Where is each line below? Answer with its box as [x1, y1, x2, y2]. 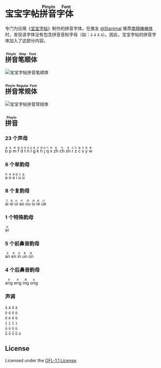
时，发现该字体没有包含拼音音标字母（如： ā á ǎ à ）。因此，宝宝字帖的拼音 [5, 31, 152, 37]
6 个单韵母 [5, 161, 30, 168]
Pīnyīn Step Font [5, 52, 38, 57]
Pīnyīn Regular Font [5, 84, 38, 88]
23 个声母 [5, 134, 28, 141]
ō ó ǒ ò [5, 310, 18, 316]
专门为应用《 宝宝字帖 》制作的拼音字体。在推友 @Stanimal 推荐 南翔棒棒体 [5, 25, 153, 31]
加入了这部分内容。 [9, 38, 48, 43]
